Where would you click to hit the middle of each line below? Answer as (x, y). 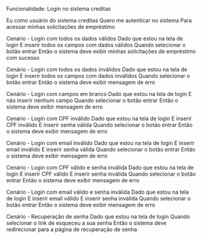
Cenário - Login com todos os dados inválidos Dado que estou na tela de (97, 69)
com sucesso (23, 58)
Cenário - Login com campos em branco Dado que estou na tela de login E (99, 94)
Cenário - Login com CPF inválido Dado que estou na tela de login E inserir (99, 118)
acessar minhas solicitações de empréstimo (61, 27)
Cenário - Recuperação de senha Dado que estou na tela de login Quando (98, 216)
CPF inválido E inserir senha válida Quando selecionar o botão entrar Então (99, 125)
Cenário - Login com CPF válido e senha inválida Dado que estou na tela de (100, 167)
